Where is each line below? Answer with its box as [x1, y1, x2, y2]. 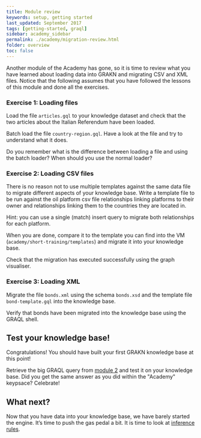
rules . [6, 425, 20, 433]
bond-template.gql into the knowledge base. [6, 298, 116, 305]
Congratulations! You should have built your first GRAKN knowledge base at [6, 349, 194, 356]
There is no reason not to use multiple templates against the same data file [6, 183, 191, 190]
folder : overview [6, 43, 50, 49]
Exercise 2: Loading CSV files [6, 169, 94, 178]
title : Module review [6, 8, 61, 15]
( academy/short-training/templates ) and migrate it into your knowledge [6, 238, 184, 245]
